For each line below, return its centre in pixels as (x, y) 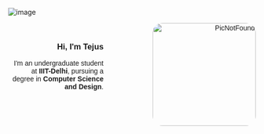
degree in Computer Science (58, 79)
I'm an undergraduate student (59, 63)
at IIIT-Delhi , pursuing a (67, 71)
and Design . (84, 87)
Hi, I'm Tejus (80, 46)
